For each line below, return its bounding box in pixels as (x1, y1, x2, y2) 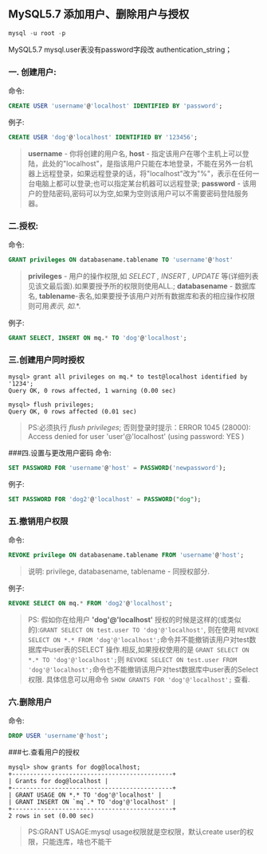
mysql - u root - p (8, 29, 66, 37)
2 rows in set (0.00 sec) (8, 812, 94, 821)
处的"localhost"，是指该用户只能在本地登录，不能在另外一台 (49, 159, 246, 168)
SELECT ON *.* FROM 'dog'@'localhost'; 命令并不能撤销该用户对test (27, 634, 249, 644)
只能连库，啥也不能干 (41, 837, 112, 847)
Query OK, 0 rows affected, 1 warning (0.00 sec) (8, 387, 177, 395)
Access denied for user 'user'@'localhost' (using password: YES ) (27, 432, 245, 441)
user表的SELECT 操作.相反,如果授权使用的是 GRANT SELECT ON (49, 644, 249, 654)
